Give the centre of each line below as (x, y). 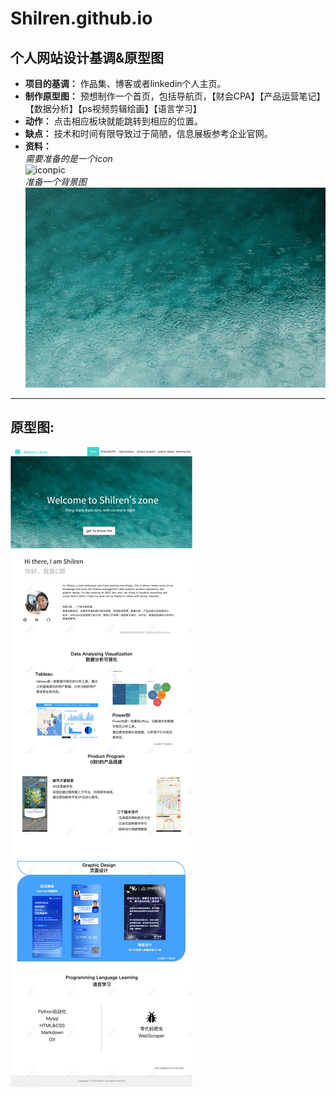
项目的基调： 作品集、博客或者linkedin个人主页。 (125, 83)
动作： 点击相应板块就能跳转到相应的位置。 (113, 121)
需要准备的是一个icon (68, 158)
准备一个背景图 (55, 181)
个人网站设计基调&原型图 (87, 57)
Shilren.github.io (81, 18)
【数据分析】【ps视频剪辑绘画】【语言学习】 (113, 108)
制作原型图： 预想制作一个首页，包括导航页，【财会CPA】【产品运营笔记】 (175, 96)
